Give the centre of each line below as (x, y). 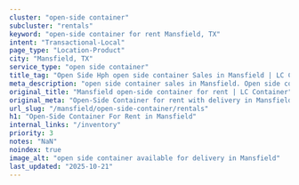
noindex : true (36, 149)
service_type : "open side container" (79, 68)
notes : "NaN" (33, 141)
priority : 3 (31, 133)
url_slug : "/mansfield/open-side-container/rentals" (109, 109)
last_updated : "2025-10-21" (61, 166)
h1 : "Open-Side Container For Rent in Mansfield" (103, 117)
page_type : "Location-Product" (67, 51)
